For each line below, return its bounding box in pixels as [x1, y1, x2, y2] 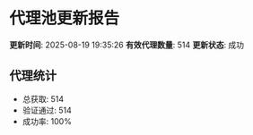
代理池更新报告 [9, 8, 120, 29]
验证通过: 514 [22, 105, 72, 115]
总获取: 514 [22, 93, 65, 104]
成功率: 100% [22, 115, 72, 126]
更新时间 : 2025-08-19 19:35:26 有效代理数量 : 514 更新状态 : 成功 [9, 39, 245, 50]
